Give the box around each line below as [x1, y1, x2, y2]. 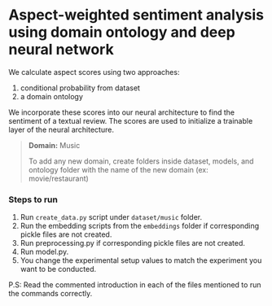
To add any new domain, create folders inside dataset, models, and [28, 156, 254, 166]
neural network [8, 41, 114, 59]
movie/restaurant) [28, 173, 90, 183]
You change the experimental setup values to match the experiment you [20, 256, 262, 265]
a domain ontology [20, 91, 84, 101]
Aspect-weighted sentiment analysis [8, 6, 265, 24]
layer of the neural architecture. [8, 125, 114, 134]
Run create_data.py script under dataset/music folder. [20, 212, 202, 222]
